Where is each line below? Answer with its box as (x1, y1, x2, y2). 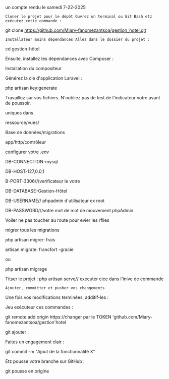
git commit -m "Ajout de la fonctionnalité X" (5, 349, 96, 354)
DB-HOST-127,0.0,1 (5, 168, 44, 174)
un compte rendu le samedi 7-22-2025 (5, 5, 86, 10)
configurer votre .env (5, 149, 49, 155)
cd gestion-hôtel (5, 46, 40, 52)
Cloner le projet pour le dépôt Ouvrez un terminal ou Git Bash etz (5, 14, 152, 19)
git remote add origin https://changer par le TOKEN (5, 314, 112, 320)
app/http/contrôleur (5, 139, 46, 145)
